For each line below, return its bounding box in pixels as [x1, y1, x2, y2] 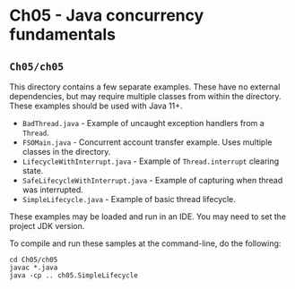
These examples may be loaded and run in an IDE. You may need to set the [9, 211, 287, 222]
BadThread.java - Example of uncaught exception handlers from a [22, 118, 265, 128]
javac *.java [9, 263, 58, 272]
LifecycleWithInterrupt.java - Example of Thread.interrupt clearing [22, 156, 280, 166]
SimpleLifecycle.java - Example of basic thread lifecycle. [22, 194, 236, 204]
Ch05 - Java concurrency [9, 5, 204, 26]
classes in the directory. [22, 147, 111, 157]
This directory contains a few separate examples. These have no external [9, 81, 281, 92]
